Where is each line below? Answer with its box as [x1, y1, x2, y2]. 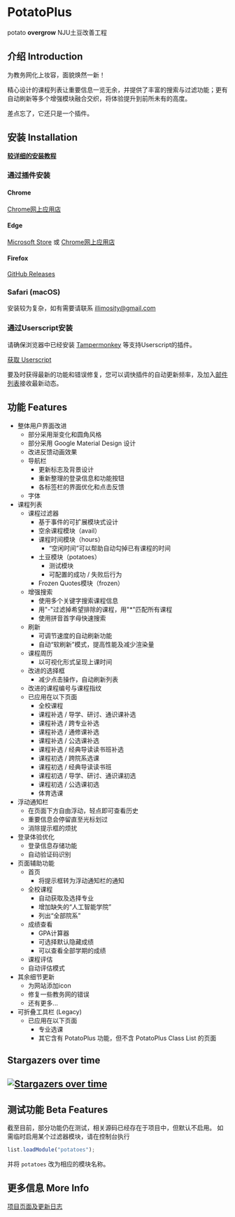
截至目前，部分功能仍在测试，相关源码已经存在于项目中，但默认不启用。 [7, 1124, 215, 1132]
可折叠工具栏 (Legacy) [17, 1007, 83, 1015]
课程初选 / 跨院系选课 [38, 754, 100, 762]
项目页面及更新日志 [7, 1202, 63, 1211]
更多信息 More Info [7, 1182, 90, 1194]
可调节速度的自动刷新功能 [38, 631, 113, 640]
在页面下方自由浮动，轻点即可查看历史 [27, 806, 138, 815]
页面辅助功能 [17, 859, 55, 867]
